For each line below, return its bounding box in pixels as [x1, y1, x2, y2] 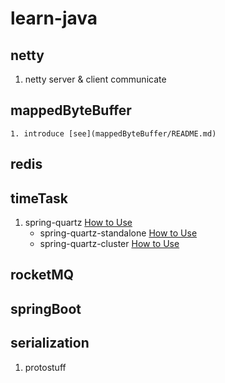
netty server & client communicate [24, 73, 167, 85]
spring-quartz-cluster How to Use [39, 238, 180, 250]
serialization [10, 335, 90, 352]
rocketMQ [10, 267, 75, 284]
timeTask [10, 190, 69, 207]
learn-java [10, 7, 98, 30]
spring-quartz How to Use [24, 217, 133, 229]
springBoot [10, 300, 82, 317]
